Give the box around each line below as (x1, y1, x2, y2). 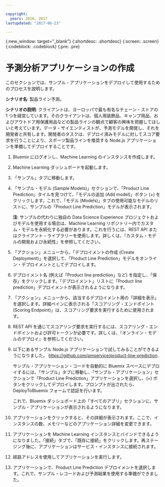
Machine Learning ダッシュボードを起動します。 (12, 164, 110, 170)
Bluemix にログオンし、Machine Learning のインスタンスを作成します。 (12, 154, 158, 160)
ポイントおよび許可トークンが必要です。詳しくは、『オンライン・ (17, 330, 148, 336)
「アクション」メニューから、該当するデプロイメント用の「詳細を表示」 (12, 295, 159, 301)
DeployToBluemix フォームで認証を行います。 (12, 388, 105, 394)
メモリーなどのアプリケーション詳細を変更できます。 (47, 421, 154, 427)
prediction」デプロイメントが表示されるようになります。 (12, 284, 128, 290)
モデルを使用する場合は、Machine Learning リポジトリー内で (17, 220, 141, 226)
